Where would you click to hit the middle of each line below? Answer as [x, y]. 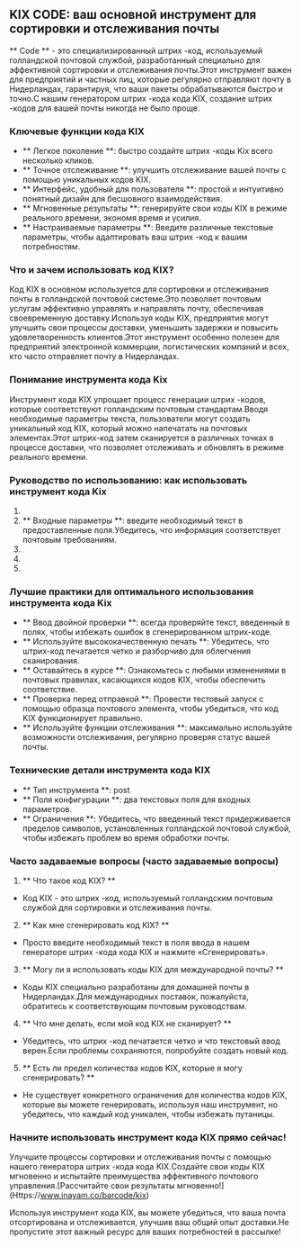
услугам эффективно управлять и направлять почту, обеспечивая [137, 309]
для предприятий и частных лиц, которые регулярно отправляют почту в [150, 79]
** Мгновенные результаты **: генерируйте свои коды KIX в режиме [155, 208]
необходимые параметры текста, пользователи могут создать [130, 419]
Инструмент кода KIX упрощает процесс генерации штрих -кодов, [138, 399]
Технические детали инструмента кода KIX [110, 771]
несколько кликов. [58, 160]
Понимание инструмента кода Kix [89, 380]
